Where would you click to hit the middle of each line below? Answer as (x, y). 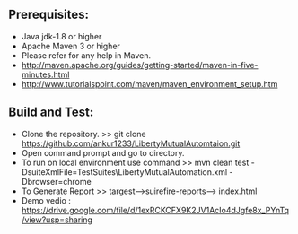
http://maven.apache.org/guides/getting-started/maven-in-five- (140, 65)
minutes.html (45, 74)
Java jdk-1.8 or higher (61, 36)
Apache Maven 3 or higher (70, 46)
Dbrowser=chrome (56, 181)
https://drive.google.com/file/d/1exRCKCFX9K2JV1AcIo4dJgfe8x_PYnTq (155, 210)
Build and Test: (51, 113)
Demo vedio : (46, 200)
